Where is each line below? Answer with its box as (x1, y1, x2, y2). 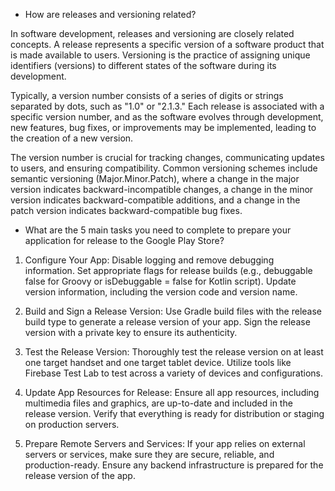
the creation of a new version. (10, 132, 134, 144)
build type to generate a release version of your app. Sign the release (24, 316, 311, 328)
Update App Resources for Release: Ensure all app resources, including (24, 387, 320, 398)
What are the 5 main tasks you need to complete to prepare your (24, 224, 292, 236)
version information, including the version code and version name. (24, 286, 298, 298)
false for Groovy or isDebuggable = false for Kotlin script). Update (24, 275, 297, 287)
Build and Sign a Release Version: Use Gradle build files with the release (24, 305, 322, 317)
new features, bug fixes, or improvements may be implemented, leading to (10, 122, 317, 133)
